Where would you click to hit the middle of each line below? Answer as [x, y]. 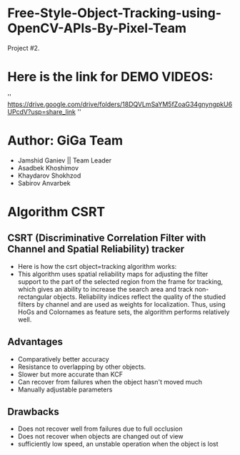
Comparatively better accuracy [63, 359]
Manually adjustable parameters [65, 389]
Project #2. [24, 48]
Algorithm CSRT [56, 212]
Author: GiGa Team [65, 141]
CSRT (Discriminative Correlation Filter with [107, 238]
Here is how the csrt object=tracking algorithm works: [97, 266]
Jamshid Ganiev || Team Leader [65, 160]
